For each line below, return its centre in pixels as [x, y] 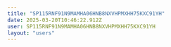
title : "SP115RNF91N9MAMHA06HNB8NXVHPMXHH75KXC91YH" [86, 13]
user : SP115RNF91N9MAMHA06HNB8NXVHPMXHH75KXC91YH [82, 26]
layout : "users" [31, 33]
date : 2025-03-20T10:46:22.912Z [55, 20]
